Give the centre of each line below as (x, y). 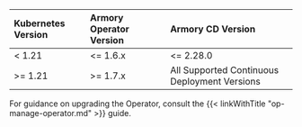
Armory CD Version (213, 29)
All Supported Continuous (225, 70)
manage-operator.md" (51, 113)
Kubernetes (40, 23)
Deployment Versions (215, 82)
